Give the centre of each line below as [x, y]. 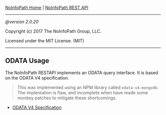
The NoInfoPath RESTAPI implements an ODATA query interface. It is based [82, 72]
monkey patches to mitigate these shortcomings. [67, 98]
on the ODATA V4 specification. [37, 78]
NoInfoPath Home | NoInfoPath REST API [47, 8]
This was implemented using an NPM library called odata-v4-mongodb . [88, 87]
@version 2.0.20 [22, 22]
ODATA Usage [27, 61]
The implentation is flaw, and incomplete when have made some [83, 92]
